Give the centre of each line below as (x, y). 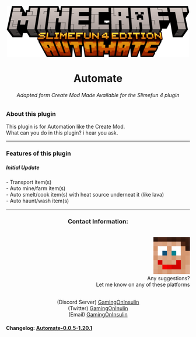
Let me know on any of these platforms (143, 284)
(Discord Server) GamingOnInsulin (98, 302)
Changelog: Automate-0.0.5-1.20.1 (49, 328)
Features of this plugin (38, 153)
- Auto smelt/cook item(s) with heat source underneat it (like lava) (85, 194)
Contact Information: (98, 221)
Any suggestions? (168, 278)
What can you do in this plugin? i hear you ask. (62, 133)
